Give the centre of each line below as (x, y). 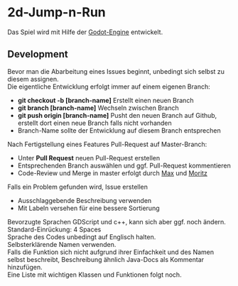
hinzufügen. (25, 267)
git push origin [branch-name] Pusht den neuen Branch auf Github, (117, 115)
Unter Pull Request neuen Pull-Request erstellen (89, 158)
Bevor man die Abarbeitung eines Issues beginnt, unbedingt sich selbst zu (116, 71)
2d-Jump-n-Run (56, 12)
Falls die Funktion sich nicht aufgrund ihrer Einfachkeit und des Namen (111, 252)
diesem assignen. (33, 79)
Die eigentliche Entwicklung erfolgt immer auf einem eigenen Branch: (109, 87)
